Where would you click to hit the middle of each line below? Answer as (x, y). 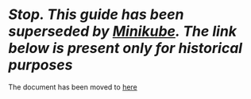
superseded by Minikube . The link (122, 31)
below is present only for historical (125, 48)
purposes (41, 65)
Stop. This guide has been (96, 15)
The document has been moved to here (73, 87)
